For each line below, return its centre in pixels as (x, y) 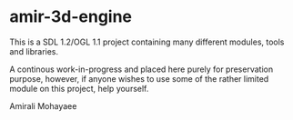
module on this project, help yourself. (79, 88)
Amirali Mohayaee (43, 105)
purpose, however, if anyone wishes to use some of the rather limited (139, 78)
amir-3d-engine (71, 17)
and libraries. (34, 51)
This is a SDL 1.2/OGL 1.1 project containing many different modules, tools (147, 42)
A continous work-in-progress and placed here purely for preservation (141, 69)
